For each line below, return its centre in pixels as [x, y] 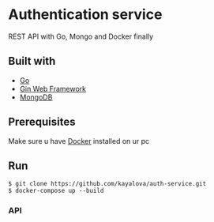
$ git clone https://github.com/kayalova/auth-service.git [107, 184]
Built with [32, 61]
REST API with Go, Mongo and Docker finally [81, 36]
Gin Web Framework [53, 88]
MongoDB [36, 97]
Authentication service [85, 15]
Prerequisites [42, 122]
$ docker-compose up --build [56, 191]
